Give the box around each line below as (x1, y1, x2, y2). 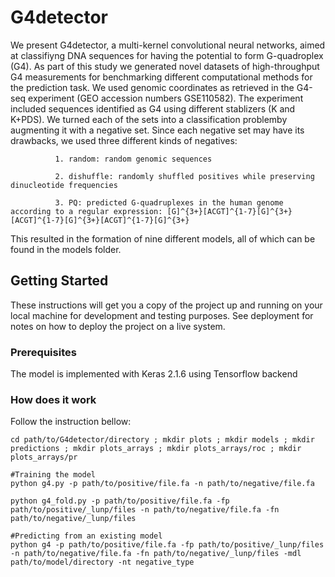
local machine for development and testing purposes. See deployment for (10, 309, 314, 321)
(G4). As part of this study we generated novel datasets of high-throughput (10, 60, 320, 72)
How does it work (10, 392, 97, 406)
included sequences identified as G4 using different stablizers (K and (10, 102, 296, 115)
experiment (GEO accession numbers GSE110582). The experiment (28, 92, 304, 104)
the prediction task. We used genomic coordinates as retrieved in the (10, 81, 295, 93)
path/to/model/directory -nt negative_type (10, 557, 195, 568)
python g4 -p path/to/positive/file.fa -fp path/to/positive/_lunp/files (10, 540, 325, 550)
